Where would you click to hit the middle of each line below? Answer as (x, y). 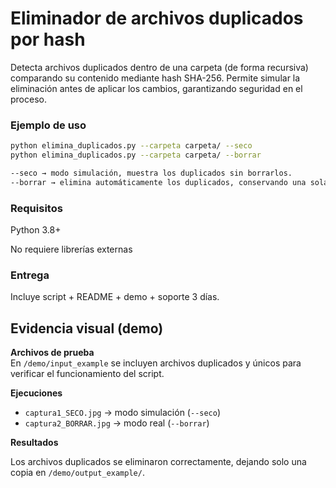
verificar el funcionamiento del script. (87, 374)
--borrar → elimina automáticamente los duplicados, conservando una (158, 182)
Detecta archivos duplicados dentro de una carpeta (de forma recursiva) (159, 67)
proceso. (28, 99)
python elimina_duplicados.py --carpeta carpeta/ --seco (131, 146)
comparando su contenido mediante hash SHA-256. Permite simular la (155, 78)
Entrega (30, 275)
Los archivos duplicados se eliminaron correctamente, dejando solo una (158, 462)
